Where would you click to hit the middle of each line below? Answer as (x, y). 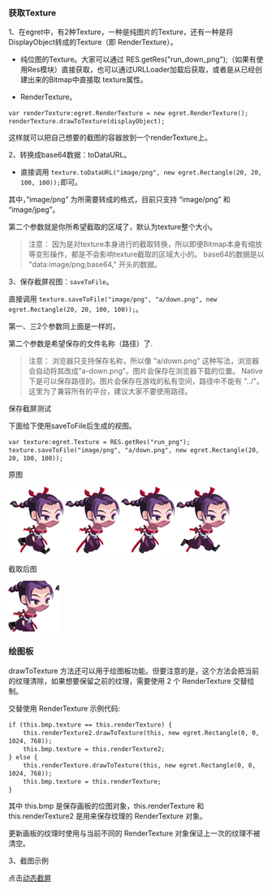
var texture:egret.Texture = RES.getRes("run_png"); (99, 443)
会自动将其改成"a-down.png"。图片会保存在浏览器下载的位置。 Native (146, 371)
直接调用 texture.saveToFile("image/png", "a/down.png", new (113, 299)
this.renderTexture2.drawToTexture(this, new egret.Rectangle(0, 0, (141, 732)
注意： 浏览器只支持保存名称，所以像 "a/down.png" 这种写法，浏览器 (144, 361)
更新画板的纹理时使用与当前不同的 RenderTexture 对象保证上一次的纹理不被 (135, 833)
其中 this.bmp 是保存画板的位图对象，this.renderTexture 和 (106, 806)
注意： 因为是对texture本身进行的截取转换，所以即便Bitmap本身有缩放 (145, 244)
